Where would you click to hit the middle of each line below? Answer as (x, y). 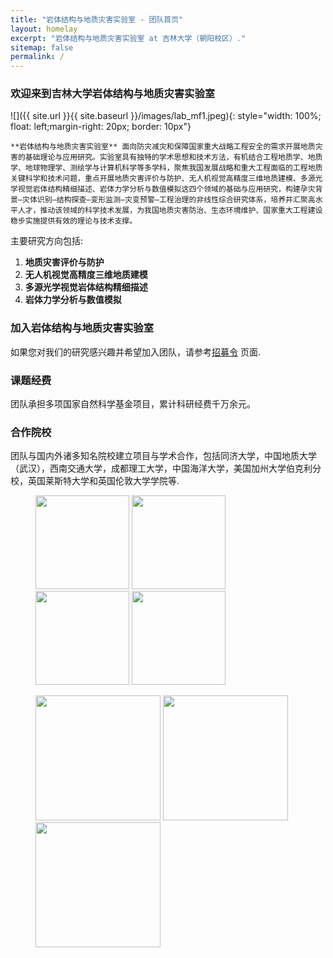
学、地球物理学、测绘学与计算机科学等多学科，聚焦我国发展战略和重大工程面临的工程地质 (166, 168)
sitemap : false (42, 47)
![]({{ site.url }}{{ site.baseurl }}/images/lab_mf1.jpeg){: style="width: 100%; (166, 116)
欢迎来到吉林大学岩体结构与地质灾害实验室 (113, 94)
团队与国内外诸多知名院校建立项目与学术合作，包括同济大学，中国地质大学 (163, 456)
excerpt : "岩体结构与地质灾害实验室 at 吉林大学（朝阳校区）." (128, 38)
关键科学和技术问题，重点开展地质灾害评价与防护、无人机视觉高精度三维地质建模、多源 (163, 179)
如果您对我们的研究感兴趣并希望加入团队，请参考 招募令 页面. (135, 352)
